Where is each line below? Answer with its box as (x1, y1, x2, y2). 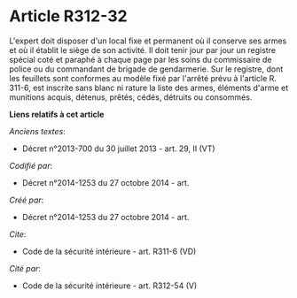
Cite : (9, 228, 27, 240)
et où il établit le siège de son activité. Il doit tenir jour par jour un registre (9, 44, 277, 55)
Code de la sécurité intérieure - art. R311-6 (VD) (21, 246, 197, 256)
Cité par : (9, 263, 42, 273)
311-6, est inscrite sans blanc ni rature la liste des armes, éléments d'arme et (9, 82, 289, 93)
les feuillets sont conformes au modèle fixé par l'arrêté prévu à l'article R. (9, 73, 277, 83)
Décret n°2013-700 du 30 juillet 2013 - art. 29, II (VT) (21, 143, 215, 154)
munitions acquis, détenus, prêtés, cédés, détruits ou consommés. (9, 91, 253, 103)
